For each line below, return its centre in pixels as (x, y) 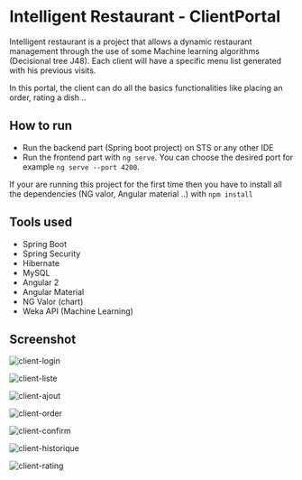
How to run (41, 126)
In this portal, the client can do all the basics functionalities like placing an (146, 88)
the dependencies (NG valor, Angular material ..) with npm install (131, 194)
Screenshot (43, 339)
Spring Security (51, 254)
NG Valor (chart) (53, 301)
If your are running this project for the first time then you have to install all (146, 184)
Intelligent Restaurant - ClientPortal (145, 17)
